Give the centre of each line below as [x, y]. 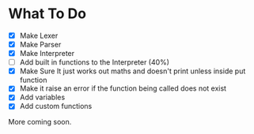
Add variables [42, 97]
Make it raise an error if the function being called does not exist [123, 88]
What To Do [47, 14]
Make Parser [40, 45]
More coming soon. [40, 122]
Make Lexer [39, 35]
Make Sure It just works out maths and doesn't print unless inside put [133, 71]
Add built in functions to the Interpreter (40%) [95, 62]
